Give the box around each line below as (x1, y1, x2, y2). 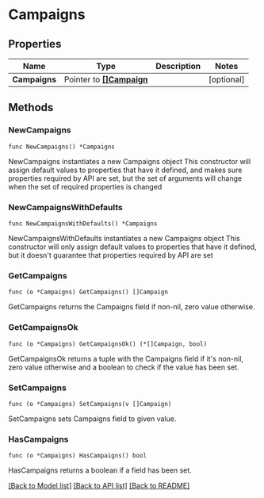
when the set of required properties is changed (8, 182, 163, 191)
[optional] (208, 74, 245, 85)
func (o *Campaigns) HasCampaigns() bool (8, 452, 147, 460)
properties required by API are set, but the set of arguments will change (8, 173, 243, 183)
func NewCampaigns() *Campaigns (8, 143, 115, 151)
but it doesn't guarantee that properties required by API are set (8, 250, 214, 259)
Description (155, 61, 201, 71)
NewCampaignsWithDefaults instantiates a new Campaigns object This (8, 233, 240, 243)
